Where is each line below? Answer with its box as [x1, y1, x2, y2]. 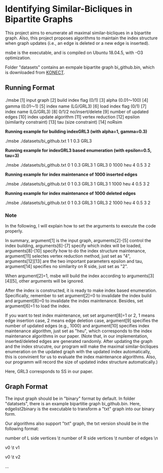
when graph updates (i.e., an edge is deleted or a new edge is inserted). [5, 40, 150, 46]
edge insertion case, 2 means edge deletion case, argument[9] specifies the [5, 318, 158, 323]
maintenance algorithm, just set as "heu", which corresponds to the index [5, 328, 152, 334]
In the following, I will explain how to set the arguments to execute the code [5, 223, 156, 229]
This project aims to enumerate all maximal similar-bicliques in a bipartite [5, 30, 151, 36]
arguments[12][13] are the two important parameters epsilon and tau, [5, 258, 144, 264]
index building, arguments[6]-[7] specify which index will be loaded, [5, 243, 142, 249]
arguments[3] [127, 273, 154, 279]
